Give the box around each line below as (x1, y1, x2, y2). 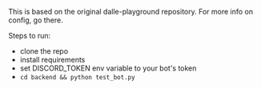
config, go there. (8, 15, 63, 25)
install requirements (19, 55, 86, 64)
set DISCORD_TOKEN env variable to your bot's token (19, 63, 197, 73)
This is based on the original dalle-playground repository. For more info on (8, 7, 254, 16)
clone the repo (19, 47, 69, 55)
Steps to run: (8, 31, 51, 40)
